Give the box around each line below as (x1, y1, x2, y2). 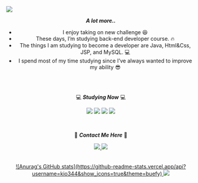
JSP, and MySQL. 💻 (80, 49, 131, 56)
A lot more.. (86, 17, 116, 24)
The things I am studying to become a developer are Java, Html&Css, (20, 42, 191, 49)
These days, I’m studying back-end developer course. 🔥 (35, 35, 175, 42)
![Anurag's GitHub (16, 163, 61, 170)
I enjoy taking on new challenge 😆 (62, 29, 148, 35)
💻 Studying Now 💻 (76, 94, 126, 101)
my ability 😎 (89, 64, 121, 71)
